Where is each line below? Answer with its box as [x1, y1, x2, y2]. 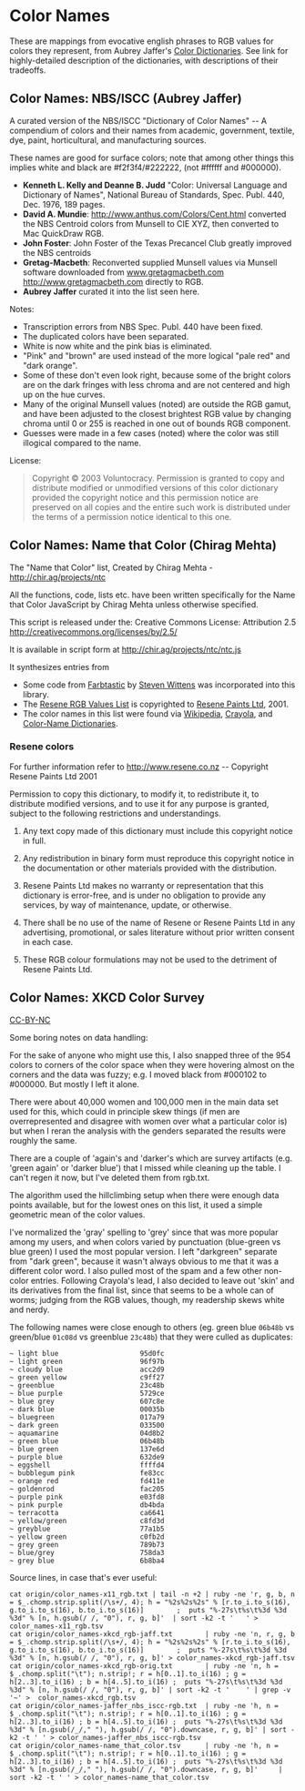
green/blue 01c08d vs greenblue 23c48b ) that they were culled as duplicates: [9, 1331, 293, 1342]
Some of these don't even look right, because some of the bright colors [22, 370, 291, 381]
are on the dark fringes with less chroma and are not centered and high [22, 379, 290, 390]
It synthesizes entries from [9, 661, 110, 672]
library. [22, 688, 50, 699]
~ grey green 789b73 [9, 1540, 166, 1549]
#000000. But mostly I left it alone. [9, 1078, 139, 1089]
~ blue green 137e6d [9, 1444, 166, 1453]
